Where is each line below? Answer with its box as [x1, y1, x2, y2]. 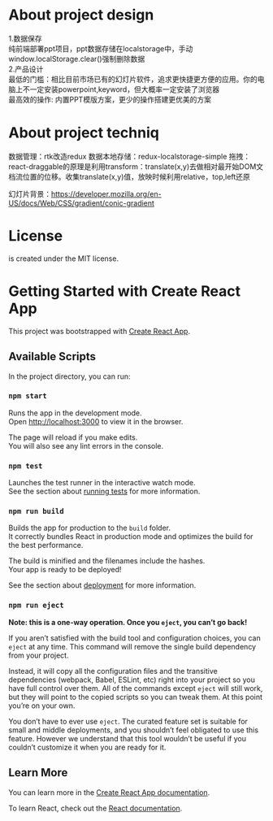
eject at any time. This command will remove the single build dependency [8, 641, 257, 651]
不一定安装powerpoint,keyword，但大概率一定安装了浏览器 [22, 84, 220, 94]
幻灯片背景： [8, 189, 51, 198]
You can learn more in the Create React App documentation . [8, 787, 210, 797]
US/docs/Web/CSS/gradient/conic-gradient [8, 198, 154, 208]
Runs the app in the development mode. [8, 408, 142, 418]
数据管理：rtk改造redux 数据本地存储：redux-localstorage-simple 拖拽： [8, 151, 251, 161]
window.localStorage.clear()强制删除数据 [8, 54, 145, 63]
